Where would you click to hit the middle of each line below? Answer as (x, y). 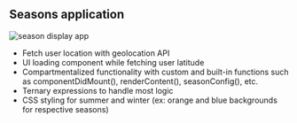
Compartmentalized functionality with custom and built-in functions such (155, 72)
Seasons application (67, 15)
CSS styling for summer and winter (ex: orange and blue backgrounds (149, 100)
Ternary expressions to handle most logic (98, 90)
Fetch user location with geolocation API (96, 53)
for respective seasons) (65, 109)
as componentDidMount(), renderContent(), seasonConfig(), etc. (140, 81)
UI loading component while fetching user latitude (113, 62)
